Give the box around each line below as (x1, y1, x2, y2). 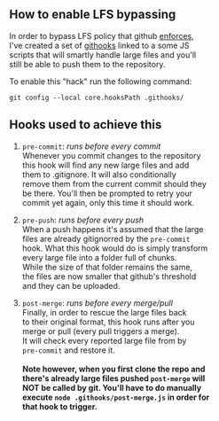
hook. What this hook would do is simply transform (21, 243, 208, 253)
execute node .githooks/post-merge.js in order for (21, 392, 210, 402)
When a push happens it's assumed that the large (21, 223, 204, 234)
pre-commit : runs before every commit (21, 141, 161, 152)
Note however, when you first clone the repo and (21, 363, 206, 374)
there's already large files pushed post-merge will (21, 372, 206, 384)
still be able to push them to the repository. (9, 58, 166, 69)
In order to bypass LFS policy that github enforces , (9, 30, 195, 41)
